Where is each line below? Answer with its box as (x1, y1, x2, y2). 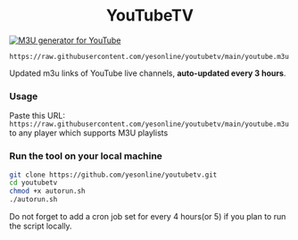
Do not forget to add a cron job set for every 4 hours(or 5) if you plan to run (9, 211, 286, 222)
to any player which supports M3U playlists (9, 128, 169, 138)
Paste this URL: (9, 111, 65, 121)
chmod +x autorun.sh (9, 186, 87, 196)
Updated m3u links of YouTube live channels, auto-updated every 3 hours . (9, 68, 286, 79)
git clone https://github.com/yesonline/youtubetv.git (9, 170, 218, 179)
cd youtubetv (9, 178, 58, 187)
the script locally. (9, 220, 73, 232)
